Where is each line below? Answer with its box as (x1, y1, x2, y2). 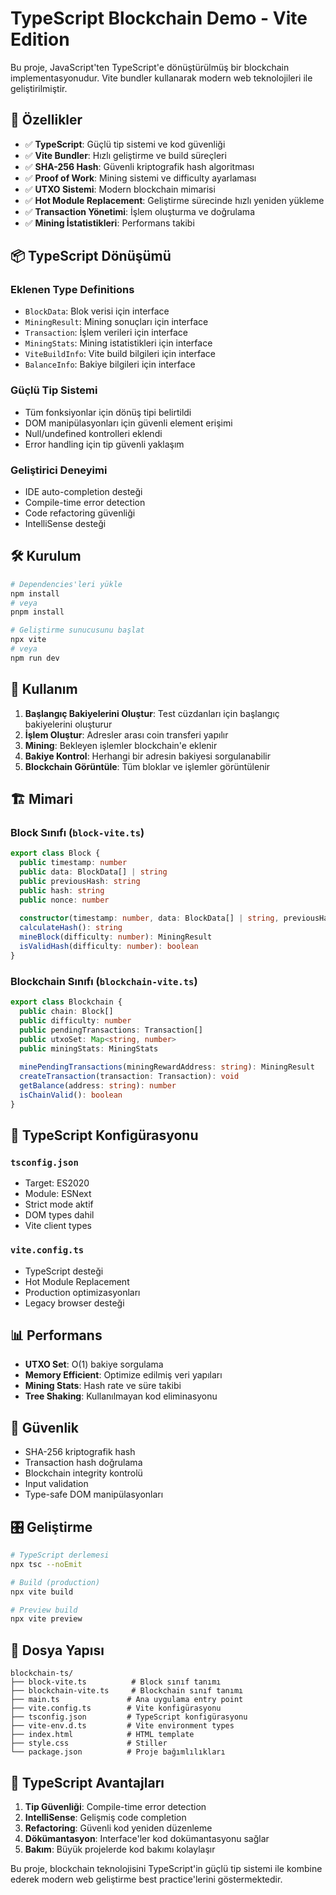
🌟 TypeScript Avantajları (10, 1774, 165, 1791)
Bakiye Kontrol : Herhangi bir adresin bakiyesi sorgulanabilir (24, 750, 271, 762)
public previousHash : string (19, 876, 141, 886)
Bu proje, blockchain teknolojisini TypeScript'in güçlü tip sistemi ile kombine (10, 1862, 323, 1874)
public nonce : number (19, 895, 110, 905)
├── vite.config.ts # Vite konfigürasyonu (10, 1703, 222, 1714)
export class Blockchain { (10, 997, 123, 1007)
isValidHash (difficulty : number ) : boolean (19, 942, 199, 952)
